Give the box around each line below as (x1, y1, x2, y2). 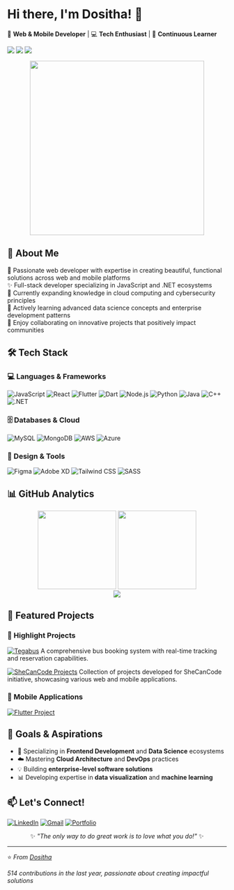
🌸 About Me (7, 248, 59, 259)
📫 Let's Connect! (7, 797, 85, 808)
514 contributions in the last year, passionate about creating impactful (7, 869, 209, 877)
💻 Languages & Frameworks (7, 372, 107, 382)
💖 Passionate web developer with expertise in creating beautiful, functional (7, 266, 222, 274)
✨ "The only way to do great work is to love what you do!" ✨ (30, 832, 204, 840)
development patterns (7, 310, 71, 319)
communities (7, 326, 45, 334)
